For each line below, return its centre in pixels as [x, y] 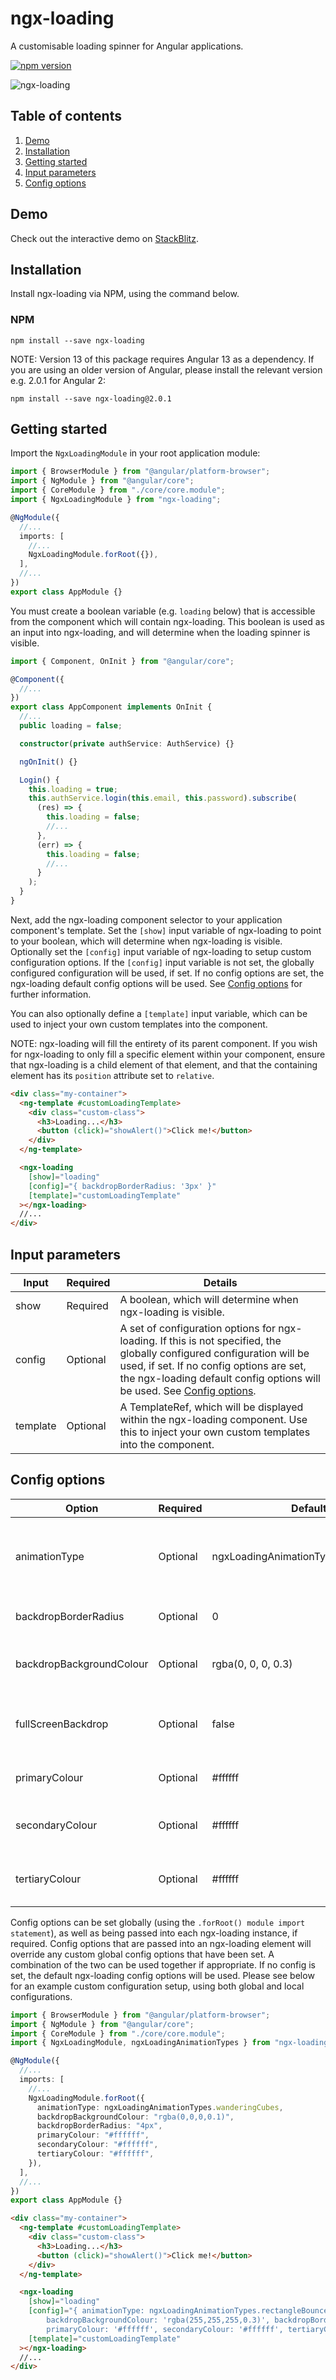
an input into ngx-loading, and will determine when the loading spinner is [160, 632]
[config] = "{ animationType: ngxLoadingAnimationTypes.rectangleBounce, [180, 2311]
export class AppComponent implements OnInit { [111, 707]
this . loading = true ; [73, 789]
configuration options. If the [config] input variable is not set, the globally [162, 962]
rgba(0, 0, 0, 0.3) [252, 1664]
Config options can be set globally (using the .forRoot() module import [158, 1922]
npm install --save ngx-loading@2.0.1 [91, 398]
